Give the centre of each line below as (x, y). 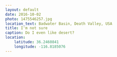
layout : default (22, 10)
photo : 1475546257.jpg (29, 19)
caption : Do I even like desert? (40, 33)
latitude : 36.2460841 (36, 42)
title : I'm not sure (27, 28)
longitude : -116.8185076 (40, 47)
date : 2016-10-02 (23, 14)
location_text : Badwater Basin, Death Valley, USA (59, 24)
